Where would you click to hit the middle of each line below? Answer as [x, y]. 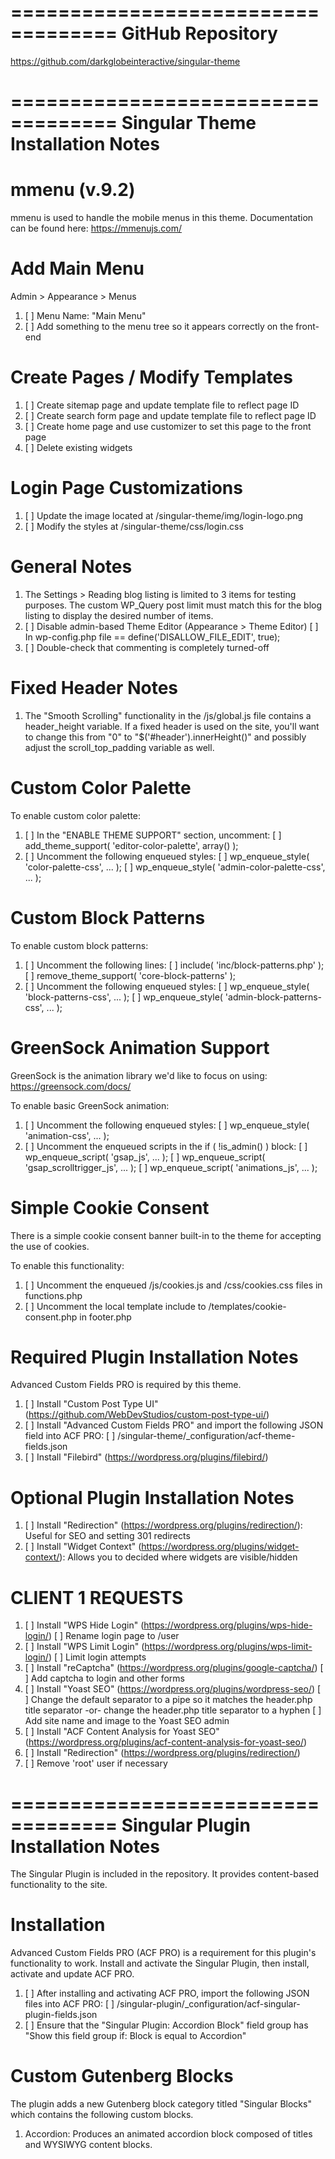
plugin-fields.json [61, 2015]
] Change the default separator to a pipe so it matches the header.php [168, 1700]
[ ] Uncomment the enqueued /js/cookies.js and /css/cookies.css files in [173, 1285]
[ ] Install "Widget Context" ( [83, 1547]
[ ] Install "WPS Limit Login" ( [84, 1647]
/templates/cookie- [247, 1306]
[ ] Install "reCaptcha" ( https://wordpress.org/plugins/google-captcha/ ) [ [174, 1668]
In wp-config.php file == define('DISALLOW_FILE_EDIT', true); [152, 637]
